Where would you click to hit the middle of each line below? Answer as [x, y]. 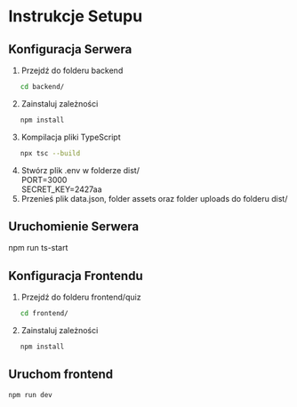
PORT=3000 [44, 180]
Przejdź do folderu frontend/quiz [81, 297]
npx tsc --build [50, 153]
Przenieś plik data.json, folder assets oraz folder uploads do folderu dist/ [154, 198]
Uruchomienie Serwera [74, 227]
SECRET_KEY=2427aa [62, 189]
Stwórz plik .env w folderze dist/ [80, 170]
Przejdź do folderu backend [72, 70]
